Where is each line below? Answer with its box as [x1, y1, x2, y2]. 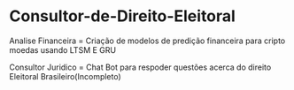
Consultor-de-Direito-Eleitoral [9, 6, 236, 26]
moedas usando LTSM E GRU [9, 44, 117, 55]
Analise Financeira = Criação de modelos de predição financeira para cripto [9, 35, 286, 46]
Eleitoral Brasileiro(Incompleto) [9, 71, 121, 81]
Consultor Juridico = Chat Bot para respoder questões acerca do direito [9, 62, 272, 72]
